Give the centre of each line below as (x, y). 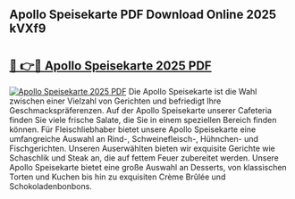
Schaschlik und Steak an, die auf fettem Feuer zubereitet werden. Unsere (144, 158)
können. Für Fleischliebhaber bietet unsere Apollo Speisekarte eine (133, 129)
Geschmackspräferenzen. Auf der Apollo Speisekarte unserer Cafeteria (141, 110)
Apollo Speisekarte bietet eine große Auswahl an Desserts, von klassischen (148, 167)
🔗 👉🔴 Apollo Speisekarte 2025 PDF (110, 66)
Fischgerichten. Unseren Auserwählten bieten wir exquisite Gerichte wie (142, 148)
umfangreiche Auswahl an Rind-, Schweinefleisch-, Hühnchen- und (134, 139)
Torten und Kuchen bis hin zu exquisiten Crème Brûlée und (118, 177)
